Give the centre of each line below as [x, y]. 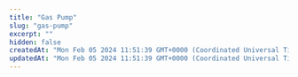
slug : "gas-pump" [41, 26]
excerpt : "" [31, 34]
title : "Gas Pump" [43, 17]
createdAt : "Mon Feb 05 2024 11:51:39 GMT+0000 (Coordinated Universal [144, 50]
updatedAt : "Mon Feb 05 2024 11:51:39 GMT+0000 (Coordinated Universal [144, 58]
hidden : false [35, 42]
